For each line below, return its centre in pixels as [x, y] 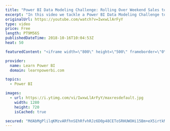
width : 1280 [27, 102]
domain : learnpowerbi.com [37, 70]
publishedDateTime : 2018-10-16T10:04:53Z [50, 38]
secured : [14, 121]
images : [13, 93]
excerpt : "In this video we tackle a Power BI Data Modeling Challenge [82, 15]
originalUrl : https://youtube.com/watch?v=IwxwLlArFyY [64, 19]
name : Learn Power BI [33, 65]
